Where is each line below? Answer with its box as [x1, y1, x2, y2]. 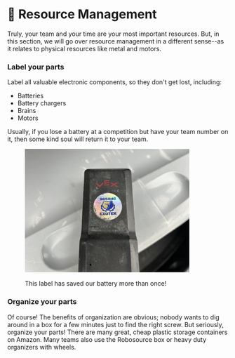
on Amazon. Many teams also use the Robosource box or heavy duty [7, 335, 207, 343]
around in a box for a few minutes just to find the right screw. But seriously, [7, 320, 224, 329]
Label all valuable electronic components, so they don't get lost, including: [7, 78, 222, 86]
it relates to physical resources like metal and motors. [7, 44, 161, 53]
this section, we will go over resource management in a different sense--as [7, 37, 224, 45]
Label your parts [7, 62, 65, 72]
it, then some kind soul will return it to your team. [7, 135, 149, 143]
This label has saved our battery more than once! [25, 279, 167, 288]
